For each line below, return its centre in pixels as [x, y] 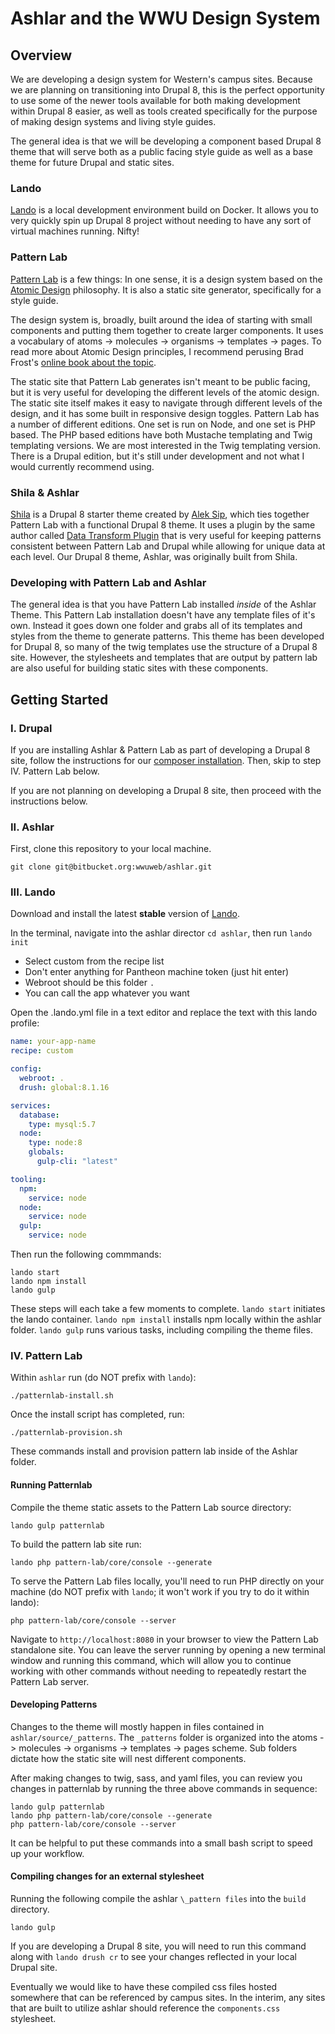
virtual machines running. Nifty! [75, 231]
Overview [41, 55]
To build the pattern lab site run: [76, 1544]
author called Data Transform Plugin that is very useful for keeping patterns [166, 535]
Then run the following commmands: [86, 1254]
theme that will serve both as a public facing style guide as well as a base [161, 151]
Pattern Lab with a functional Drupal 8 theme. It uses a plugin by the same [163, 524]
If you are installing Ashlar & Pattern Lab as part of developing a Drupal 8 [160, 749]
